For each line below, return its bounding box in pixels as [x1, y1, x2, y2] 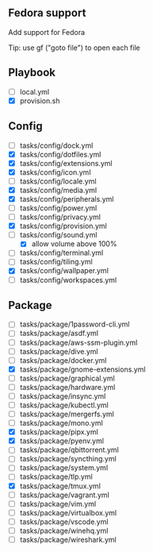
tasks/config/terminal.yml [19, 248, 104, 257]
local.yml [19, 87, 50, 96]
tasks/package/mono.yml [19, 419, 103, 428]
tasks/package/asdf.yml [19, 329, 99, 338]
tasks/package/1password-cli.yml [19, 319, 130, 329]
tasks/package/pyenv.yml [19, 436, 105, 446]
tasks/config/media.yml [19, 185, 98, 195]
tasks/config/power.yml [19, 203, 98, 213]
